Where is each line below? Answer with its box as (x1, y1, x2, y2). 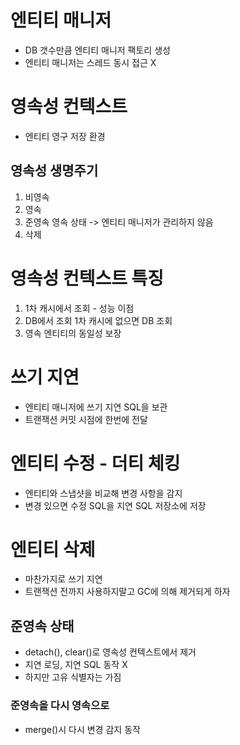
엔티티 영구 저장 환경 (24, 130, 106, 142)
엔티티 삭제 (10, 538, 96, 561)
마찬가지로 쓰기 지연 (24, 573, 103, 585)
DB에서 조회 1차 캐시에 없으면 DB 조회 (24, 314, 173, 326)
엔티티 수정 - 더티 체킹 (10, 452, 181, 475)
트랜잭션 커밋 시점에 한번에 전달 (24, 413, 148, 425)
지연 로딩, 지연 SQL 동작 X (24, 659, 128, 671)
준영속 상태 (10, 617, 75, 635)
